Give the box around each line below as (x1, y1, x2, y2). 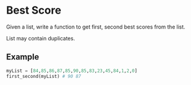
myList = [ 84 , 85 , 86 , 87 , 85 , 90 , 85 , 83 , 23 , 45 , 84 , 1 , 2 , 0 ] (6, 68, 138, 74)
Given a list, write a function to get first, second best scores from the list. (6, 23, 186, 30)
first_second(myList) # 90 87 (6, 73, 82, 79)
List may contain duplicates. (6, 34, 75, 42)
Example (6, 52, 39, 62)
